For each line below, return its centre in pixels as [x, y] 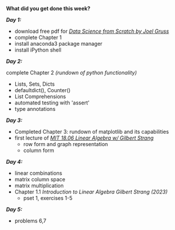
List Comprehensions [40, 97]
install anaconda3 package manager [58, 44]
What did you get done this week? [48, 9]
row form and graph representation [66, 144]
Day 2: [14, 61]
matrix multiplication [39, 185]
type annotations [35, 109]
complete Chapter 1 [38, 37]
